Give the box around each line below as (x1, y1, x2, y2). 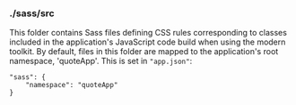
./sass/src (9, 7, 56, 20)
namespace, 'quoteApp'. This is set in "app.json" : (9, 56, 193, 67)
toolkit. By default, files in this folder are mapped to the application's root (9, 46, 279, 57)
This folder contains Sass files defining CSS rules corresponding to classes (9, 28, 287, 38)
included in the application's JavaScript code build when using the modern (9, 36, 286, 47)
